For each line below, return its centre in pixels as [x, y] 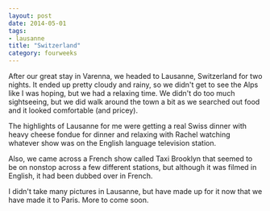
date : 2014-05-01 [37, 23]
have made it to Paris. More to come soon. [79, 200]
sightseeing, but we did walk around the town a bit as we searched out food [134, 102]
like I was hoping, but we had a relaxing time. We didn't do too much [122, 93]
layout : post [30, 16]
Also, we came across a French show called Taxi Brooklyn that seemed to [131, 159]
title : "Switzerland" [45, 46]
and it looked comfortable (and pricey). [73, 110]
